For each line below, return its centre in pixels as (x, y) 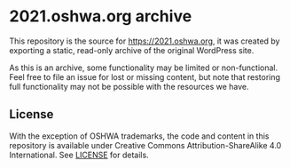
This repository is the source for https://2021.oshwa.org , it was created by (145, 41)
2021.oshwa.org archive (101, 16)
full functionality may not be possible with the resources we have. (129, 86)
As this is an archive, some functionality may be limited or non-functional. (144, 68)
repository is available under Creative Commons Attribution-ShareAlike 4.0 (145, 145)
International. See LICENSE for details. (79, 155)
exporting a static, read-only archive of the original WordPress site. (132, 50)
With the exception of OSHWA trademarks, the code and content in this (139, 136)
